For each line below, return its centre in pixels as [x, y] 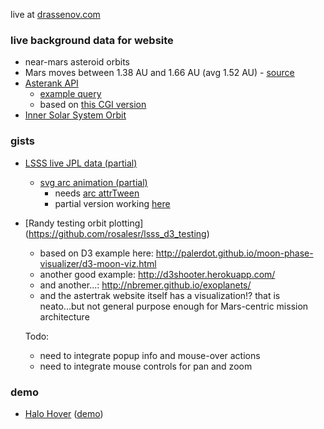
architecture [64, 316]
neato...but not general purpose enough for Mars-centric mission [174, 306]
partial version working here [112, 203]
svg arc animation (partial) [93, 182]
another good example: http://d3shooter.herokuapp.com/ [157, 274]
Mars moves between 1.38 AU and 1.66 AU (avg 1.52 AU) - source [159, 73]
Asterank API [51, 83]
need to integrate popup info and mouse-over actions [150, 355]
